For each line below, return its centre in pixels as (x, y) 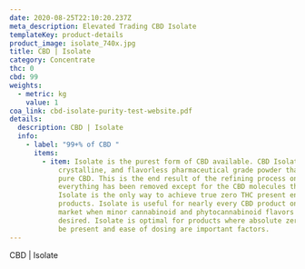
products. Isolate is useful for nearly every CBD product (172, 204)
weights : (26, 85)
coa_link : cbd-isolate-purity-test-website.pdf (101, 111)
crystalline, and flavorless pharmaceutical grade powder (170, 170)
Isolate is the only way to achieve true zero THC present (172, 195)
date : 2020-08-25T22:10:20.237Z (70, 18)
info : (28, 136)
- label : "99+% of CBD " (73, 144)
